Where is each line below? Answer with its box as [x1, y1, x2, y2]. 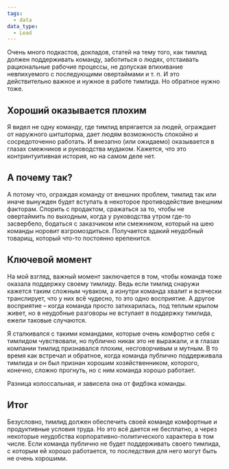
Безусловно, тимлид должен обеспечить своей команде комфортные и [7, 417, 217, 426]
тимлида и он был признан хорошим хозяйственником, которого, [7, 358, 200, 367]
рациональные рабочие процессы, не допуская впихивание [7, 63, 184, 71]
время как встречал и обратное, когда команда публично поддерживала [7, 351, 223, 360]
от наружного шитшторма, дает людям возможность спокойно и [7, 130, 199, 138]
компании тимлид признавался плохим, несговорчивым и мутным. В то [7, 344, 218, 352]
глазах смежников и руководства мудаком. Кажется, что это [7, 145, 186, 153]
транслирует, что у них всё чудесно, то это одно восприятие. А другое [7, 294, 215, 303]
